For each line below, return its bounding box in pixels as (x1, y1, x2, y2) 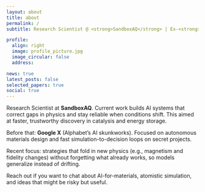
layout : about (6, 9, 43, 15)
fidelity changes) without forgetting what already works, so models (6, 154, 175, 162)
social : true (6, 88, 40, 94)
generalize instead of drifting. (6, 160, 81, 168)
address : (12, 59, 34, 66)
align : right (12, 43, 45, 49)
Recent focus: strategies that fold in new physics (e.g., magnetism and (6, 148, 184, 155)
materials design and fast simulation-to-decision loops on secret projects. (6, 135, 192, 143)
